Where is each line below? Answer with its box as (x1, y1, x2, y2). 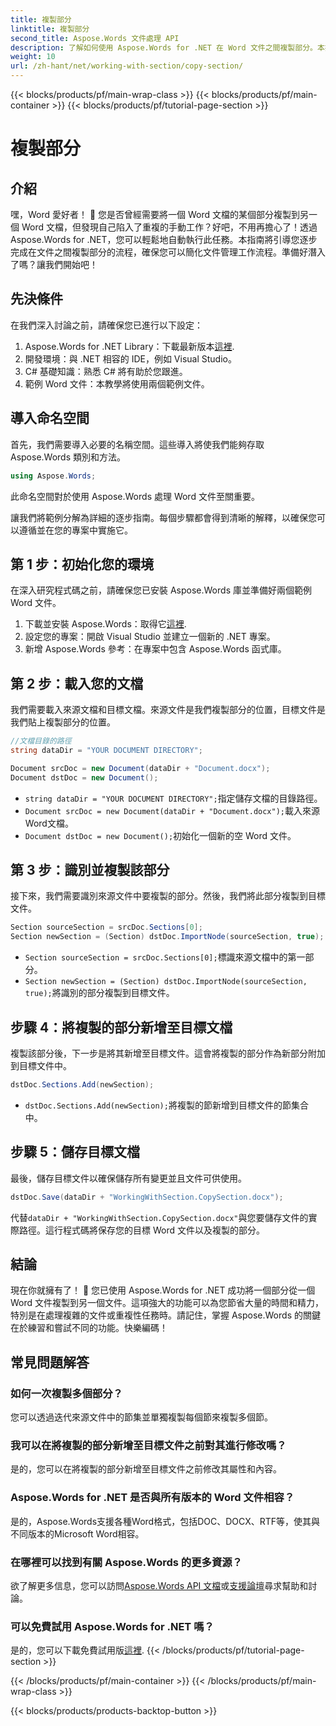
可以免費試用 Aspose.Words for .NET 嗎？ (10, 1619, 215, 1633)
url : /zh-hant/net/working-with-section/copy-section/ (10, 61, 244, 71)
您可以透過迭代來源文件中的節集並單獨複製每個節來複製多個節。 (10, 1411, 273, 1423)
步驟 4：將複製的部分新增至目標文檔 (10, 1019, 233, 1036)
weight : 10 (10, 52, 56, 62)
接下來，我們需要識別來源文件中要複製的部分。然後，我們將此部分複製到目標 (10, 890, 326, 902)
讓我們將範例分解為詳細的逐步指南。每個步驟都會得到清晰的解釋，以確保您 (10, 511, 317, 523)
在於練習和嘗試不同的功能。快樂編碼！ (10, 1322, 168, 1334)
